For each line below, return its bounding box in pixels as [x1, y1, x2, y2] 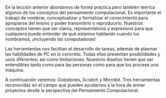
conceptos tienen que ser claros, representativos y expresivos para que [5, 25, 153, 31]
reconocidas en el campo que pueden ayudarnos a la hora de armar [5, 82, 145, 88]
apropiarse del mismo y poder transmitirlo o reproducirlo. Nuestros [5, 20, 143, 26]
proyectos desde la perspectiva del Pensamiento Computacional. [5, 87, 139, 93]
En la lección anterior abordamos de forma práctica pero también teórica [5, 4, 155, 10]
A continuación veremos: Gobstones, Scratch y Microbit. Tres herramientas [5, 77, 160, 82]
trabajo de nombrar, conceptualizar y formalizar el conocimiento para [5, 15, 148, 20]
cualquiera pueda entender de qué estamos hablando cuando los [5, 31, 139, 36]
